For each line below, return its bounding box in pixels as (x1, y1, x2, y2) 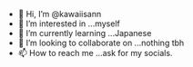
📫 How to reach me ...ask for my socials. (17, 48, 173, 58)
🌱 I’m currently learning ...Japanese (17, 28, 152, 38)
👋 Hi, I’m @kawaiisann (17, 9, 102, 19)
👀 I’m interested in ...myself (17, 18, 120, 29)
